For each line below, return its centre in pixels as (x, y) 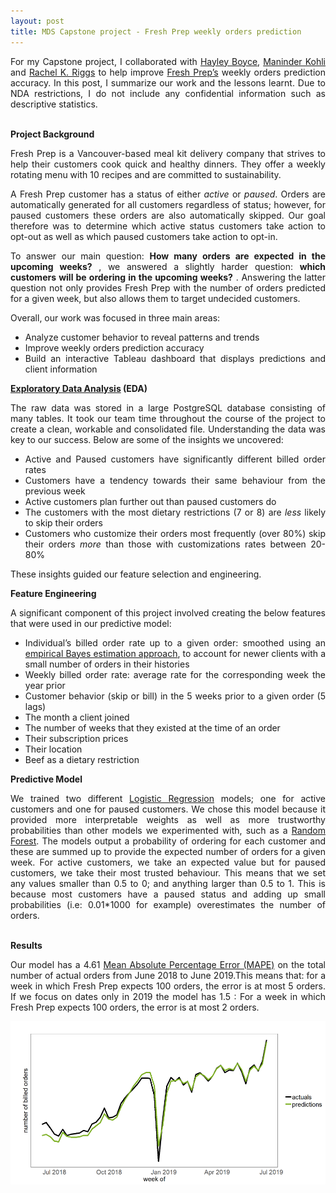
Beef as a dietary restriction (82, 759)
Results (26, 945)
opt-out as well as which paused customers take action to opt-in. (144, 236)
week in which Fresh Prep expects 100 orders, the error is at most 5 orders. (168, 986)
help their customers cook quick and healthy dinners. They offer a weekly (168, 164)
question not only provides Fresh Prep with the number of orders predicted (168, 287)
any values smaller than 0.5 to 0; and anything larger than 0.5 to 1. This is (168, 883)
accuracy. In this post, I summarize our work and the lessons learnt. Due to (168, 82)
